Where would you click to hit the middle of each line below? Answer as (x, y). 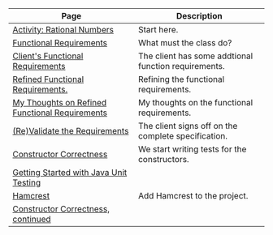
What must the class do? (185, 43)
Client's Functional (48, 56)
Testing (27, 183)
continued (32, 219)
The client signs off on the (188, 126)
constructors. (163, 159)
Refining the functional (181, 79)
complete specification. (183, 136)
